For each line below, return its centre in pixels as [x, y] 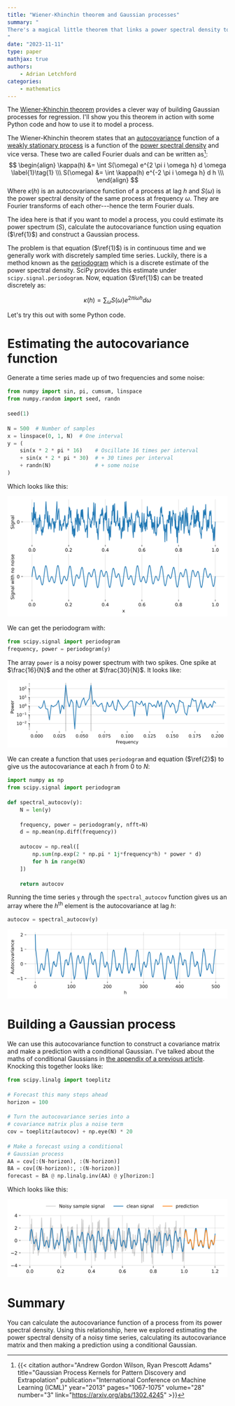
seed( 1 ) [19, 414]
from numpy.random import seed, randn [64, 399]
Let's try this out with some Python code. [66, 315]
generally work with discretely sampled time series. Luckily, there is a [107, 255]
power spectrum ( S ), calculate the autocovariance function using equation [114, 227]
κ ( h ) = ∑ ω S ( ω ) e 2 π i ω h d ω [117, 300]
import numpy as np [36, 780]
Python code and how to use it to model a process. [80, 124]
